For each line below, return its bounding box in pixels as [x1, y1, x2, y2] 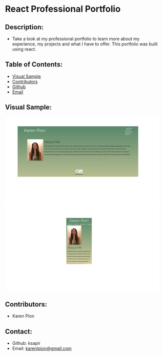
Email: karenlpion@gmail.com [12, 346, 72, 352]
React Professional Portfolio [5, 3, 121, 15]
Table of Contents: [5, 60, 63, 69]
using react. [12, 46, 37, 52]
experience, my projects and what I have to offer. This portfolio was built [12, 41, 158, 47]
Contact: [5, 327, 33, 335]
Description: [5, 23, 44, 31]
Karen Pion [12, 313, 35, 319]
